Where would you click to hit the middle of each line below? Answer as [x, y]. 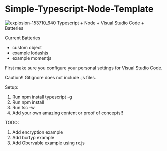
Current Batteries [23, 38]
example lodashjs [30, 53]
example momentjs [32, 58]
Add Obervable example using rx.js [48, 143]
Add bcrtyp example [33, 137]
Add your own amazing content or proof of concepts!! [68, 113]
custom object [27, 47]
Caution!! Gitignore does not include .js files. [51, 77]
